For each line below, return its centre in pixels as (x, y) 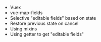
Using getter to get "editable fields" (47, 34)
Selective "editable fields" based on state (53, 18)
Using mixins (23, 29)
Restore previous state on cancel (44, 23)
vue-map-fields (26, 13)
